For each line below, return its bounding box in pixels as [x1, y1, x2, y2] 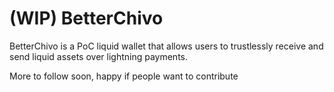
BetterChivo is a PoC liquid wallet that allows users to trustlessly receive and [9, 40, 324, 52]
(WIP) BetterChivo [9, 7, 164, 30]
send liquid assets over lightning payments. [9, 50, 189, 62]
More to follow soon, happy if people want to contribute [9, 70, 239, 82]
